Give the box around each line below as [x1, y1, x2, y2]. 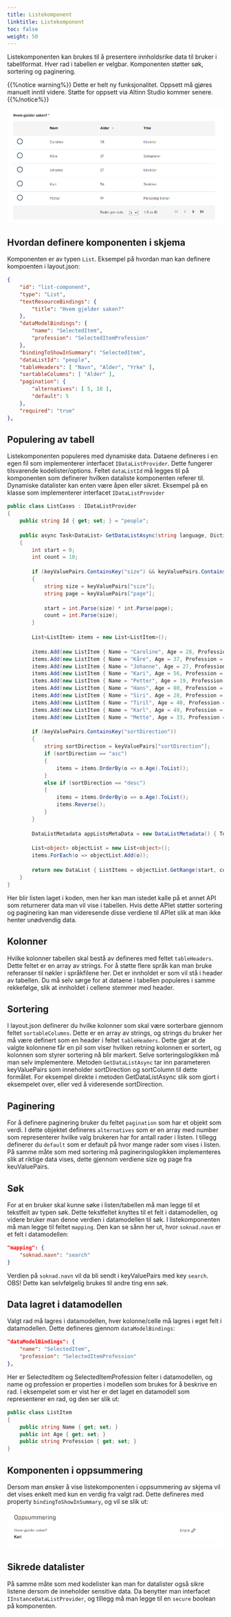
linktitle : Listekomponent [7, 18, 85, 26]
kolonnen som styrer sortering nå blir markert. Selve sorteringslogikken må [7, 1051, 219, 1059]
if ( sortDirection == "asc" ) [43, 751, 128, 757]
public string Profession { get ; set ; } [19, 1438, 137, 1445]
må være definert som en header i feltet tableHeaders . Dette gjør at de [7, 1036, 206, 1044]
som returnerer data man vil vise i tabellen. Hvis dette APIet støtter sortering [7, 901, 223, 909]
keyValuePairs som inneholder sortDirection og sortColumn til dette [7, 1066, 198, 1074]
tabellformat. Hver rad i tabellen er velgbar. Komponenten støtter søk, [7, 60, 204, 68]
